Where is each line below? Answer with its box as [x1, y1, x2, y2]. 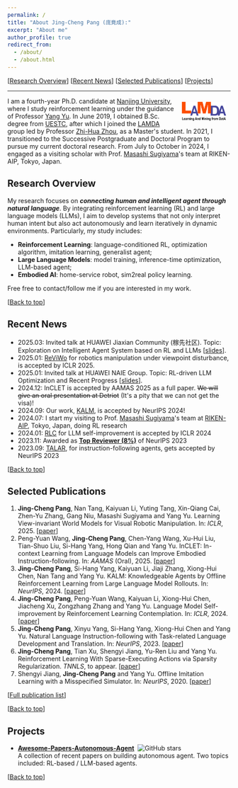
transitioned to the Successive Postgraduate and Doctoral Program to [7, 135, 210, 143]
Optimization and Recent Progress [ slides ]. [17, 376, 143, 384]
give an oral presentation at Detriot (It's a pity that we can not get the [17, 391, 220, 399]
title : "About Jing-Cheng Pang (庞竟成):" [7, 18, 132, 26]
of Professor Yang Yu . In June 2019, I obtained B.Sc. [7, 112, 160, 120]
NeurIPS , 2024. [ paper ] [17, 587, 86, 595]
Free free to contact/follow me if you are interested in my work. [7, 284, 192, 292]
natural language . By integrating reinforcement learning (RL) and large [7, 204, 215, 212]
